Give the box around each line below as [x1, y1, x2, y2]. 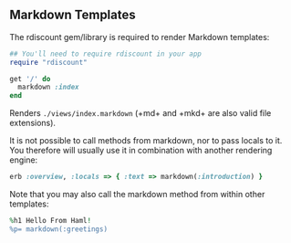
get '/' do [9, 74, 51, 83]
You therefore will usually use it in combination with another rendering [9, 145, 273, 156]
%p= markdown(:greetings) [9, 224, 108, 234]
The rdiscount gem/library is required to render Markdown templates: [9, 31, 270, 42]
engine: [9, 154, 38, 165]
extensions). [9, 118, 57, 129]
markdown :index [17, 82, 79, 92]
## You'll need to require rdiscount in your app [9, 49, 203, 58]
